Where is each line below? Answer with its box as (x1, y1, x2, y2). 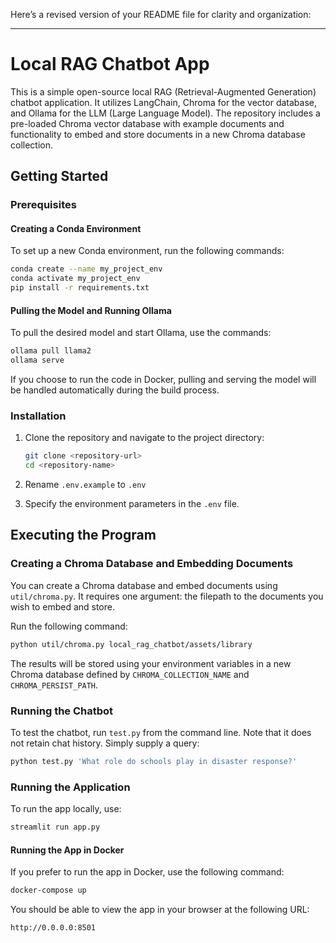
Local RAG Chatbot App (10, 53, 210, 76)
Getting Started (10, 168, 109, 185)
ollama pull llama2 (10, 346, 92, 356)
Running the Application (10, 780, 131, 794)
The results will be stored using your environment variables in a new (10, 657, 292, 669)
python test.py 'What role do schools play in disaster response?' (10, 756, 298, 766)
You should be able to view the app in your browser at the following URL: (10, 904, 310, 916)
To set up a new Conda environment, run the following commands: (10, 245, 285, 257)
